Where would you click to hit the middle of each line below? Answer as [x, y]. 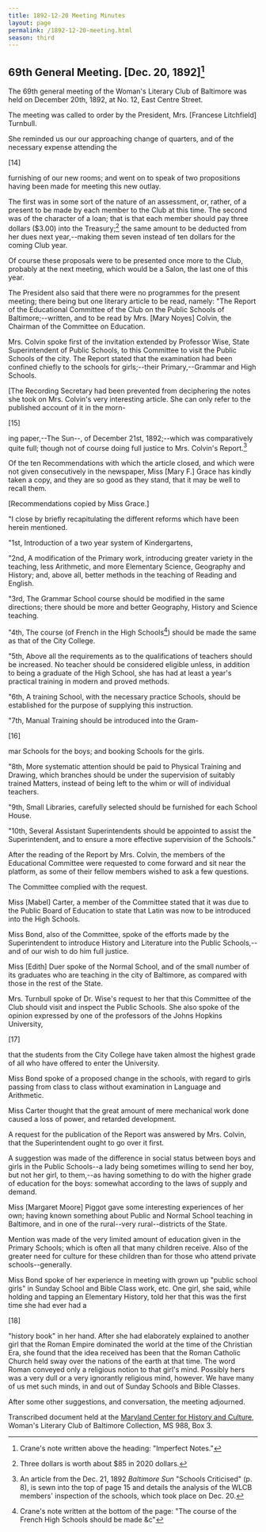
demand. [23, 1192]
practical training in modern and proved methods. [89, 681]
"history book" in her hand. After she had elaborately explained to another [129, 1336]
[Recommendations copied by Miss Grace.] [79, 504]
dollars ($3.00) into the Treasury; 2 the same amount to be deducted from [127, 228]
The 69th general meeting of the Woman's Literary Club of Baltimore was [127, 91]
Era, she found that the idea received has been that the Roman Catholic [125, 1353]
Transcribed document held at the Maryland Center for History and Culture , [131, 1417]
